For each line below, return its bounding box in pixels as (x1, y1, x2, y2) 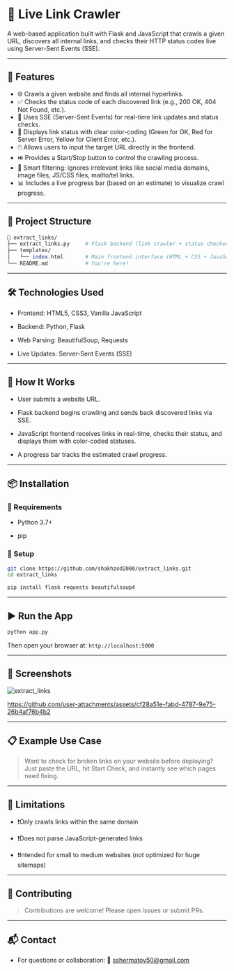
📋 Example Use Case (7, 735, 102, 747)
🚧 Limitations (7, 798, 65, 810)
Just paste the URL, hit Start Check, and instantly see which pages (24, 764, 216, 773)
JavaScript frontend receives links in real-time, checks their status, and (17, 429, 223, 437)
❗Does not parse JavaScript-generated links (17, 834, 143, 842)
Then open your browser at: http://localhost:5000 (7, 641, 155, 649)
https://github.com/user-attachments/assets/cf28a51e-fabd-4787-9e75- (7, 700, 216, 708)
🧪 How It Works (7, 377, 75, 388)
